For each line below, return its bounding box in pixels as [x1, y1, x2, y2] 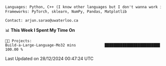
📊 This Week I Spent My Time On [5, 27, 75, 33]
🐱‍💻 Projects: [5, 38, 32, 44]
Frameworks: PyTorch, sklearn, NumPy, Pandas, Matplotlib [5, 9, 127, 14]
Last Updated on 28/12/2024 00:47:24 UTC [5, 55, 94, 61]
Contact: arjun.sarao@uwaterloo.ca [5, 18, 79, 23]
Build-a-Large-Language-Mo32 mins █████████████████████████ [5, 43, 161, 47]
